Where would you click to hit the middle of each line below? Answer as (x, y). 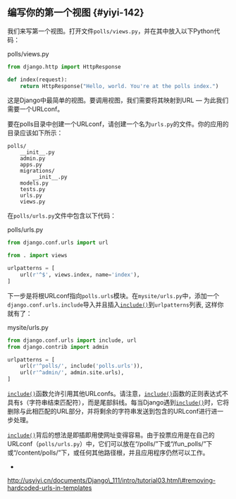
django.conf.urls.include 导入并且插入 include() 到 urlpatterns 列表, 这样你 (116, 304)
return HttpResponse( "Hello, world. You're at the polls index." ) (119, 86)
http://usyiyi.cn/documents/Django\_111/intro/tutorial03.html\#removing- (112, 481)
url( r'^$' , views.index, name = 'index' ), (80, 275)
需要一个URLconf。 (36, 109)
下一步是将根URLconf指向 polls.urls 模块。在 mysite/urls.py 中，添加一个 (113, 295)
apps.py (31, 165)
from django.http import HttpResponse (64, 67)
